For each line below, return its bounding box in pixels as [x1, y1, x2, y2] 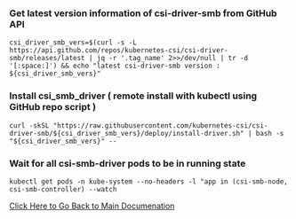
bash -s [255, 129, 284, 137]
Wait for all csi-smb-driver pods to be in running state [9, 157, 246, 169]
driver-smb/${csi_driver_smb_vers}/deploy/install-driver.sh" [9, 129, 244, 137]
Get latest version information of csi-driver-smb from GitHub [9, 7, 277, 20]
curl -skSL [9, 121, 50, 130]
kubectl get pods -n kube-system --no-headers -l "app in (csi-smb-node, [9, 176, 289, 186]
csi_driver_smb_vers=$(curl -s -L [9, 38, 138, 47]
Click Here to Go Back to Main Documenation [9, 200, 175, 211]
